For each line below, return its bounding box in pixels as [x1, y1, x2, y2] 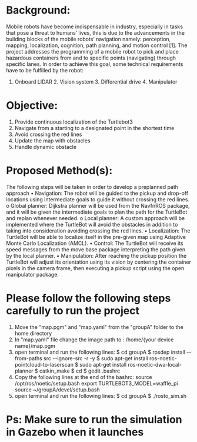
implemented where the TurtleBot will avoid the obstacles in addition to [6, 221, 178, 228]
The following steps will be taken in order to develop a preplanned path [6, 183, 178, 190]
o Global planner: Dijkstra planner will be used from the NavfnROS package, [6, 202, 190, 209]
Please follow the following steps [6, 292, 171, 305]
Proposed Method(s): [6, 164, 113, 177]
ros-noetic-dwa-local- [128, 361, 182, 368]
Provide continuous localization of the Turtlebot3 [14, 118, 133, 125]
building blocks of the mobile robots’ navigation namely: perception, [6, 35, 171, 42]
